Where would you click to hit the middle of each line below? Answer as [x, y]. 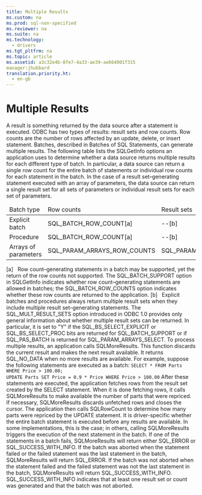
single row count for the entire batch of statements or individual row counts [99, 170]
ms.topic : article [29, 57]
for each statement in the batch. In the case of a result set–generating [93, 177]
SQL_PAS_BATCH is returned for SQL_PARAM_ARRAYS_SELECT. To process [100, 340]
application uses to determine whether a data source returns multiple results [101, 158]
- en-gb [21, 79]
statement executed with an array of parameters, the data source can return [100, 183]
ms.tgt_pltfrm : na [29, 51]
